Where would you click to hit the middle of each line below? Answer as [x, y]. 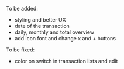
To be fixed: [20, 50]
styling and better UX [40, 20]
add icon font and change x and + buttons [65, 38]
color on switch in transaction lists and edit [66, 61]
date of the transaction [42, 26]
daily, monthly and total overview [54, 32]
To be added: [22, 8]
